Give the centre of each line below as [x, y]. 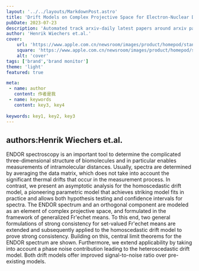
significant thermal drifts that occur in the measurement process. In [88, 180]
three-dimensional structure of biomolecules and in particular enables [91, 161]
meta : [13, 83]
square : [26, 50]
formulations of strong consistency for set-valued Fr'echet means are [91, 224]
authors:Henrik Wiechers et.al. [65, 140]
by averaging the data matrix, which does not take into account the [88, 173]
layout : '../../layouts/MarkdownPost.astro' [62, 12]
